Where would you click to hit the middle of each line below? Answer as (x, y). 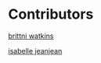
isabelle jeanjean (35, 51)
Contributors (51, 14)
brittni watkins (31, 36)
